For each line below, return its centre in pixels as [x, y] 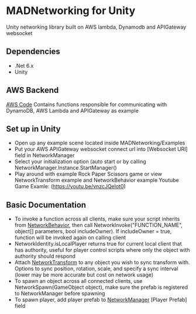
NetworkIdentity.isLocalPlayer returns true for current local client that [98, 244]
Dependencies [33, 52]
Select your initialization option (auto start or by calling [80, 161]
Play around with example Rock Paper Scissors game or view [88, 174]
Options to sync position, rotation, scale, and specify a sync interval [96, 269]
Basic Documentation [46, 205]
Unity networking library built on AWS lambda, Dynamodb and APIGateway [96, 27]
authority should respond [45, 256]
